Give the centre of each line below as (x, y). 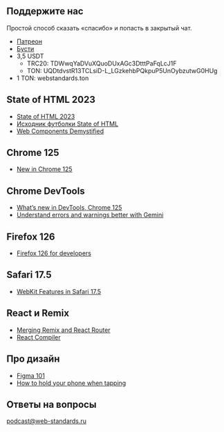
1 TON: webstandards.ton (53, 78)
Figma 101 (31, 375)
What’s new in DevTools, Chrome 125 (69, 208)
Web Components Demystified (60, 131)
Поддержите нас (45, 11)
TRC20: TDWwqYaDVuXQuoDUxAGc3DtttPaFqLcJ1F (102, 63)
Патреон (29, 41)
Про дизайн (33, 359)
